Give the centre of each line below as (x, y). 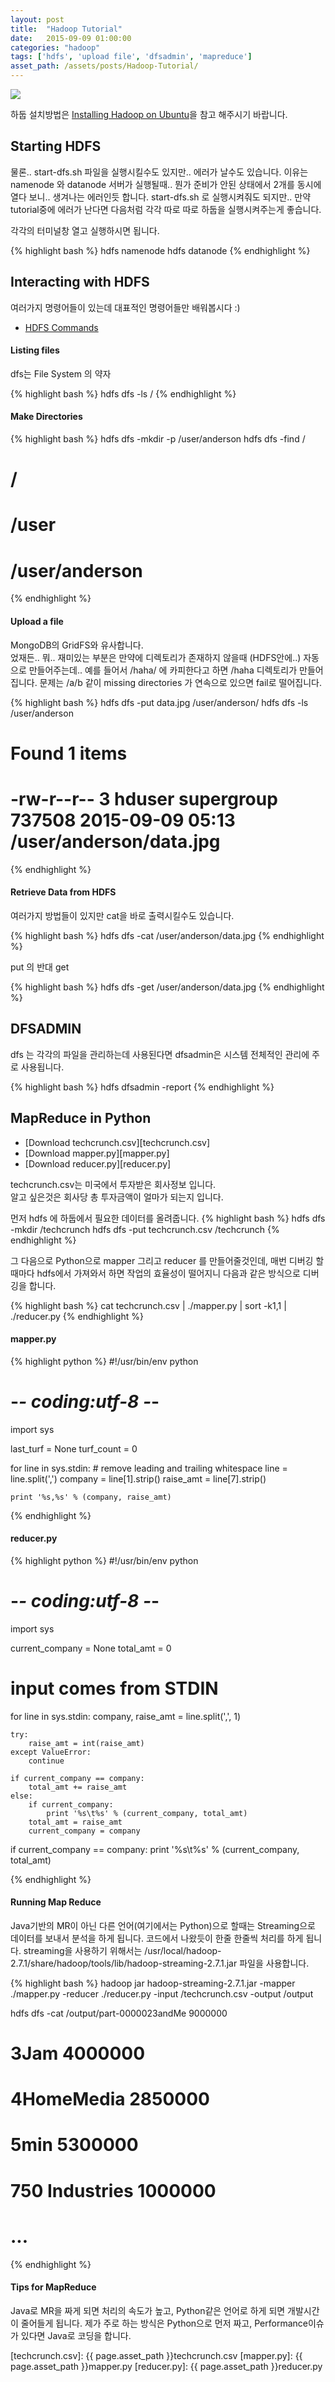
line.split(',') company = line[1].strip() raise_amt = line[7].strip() (138, 1478)
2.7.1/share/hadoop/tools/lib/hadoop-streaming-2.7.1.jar (124, 1963)
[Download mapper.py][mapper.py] (97, 1153)
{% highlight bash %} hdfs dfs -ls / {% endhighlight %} (123, 393)
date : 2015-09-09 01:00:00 (71, 38)
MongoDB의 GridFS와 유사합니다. (77, 645)
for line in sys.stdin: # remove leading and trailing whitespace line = (149, 1468)
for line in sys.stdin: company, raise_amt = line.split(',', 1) (126, 1716)
